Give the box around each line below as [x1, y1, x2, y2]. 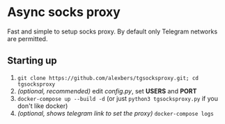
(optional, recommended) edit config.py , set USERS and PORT [17, 86, 197, 95]
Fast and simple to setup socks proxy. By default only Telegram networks [7, 27, 218, 36]
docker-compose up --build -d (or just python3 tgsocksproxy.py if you [17, 94, 218, 102]
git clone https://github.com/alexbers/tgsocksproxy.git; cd [17, 75, 199, 82]
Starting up [7, 55, 57, 67]
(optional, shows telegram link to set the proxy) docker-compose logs [17, 109, 214, 117]
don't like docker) [17, 102, 68, 110]
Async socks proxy [7, 4, 121, 20]
